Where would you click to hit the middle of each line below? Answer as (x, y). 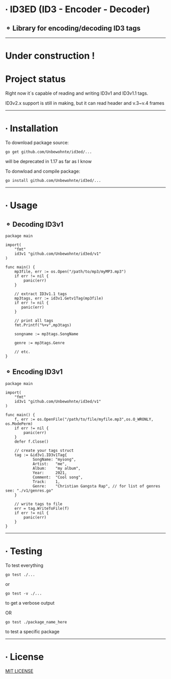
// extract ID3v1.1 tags (41, 294)
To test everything (24, 565)
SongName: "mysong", (54, 459)
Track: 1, (46, 482)
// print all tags (34, 321)
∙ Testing (24, 551)
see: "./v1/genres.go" (29, 491)
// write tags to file (38, 504)
